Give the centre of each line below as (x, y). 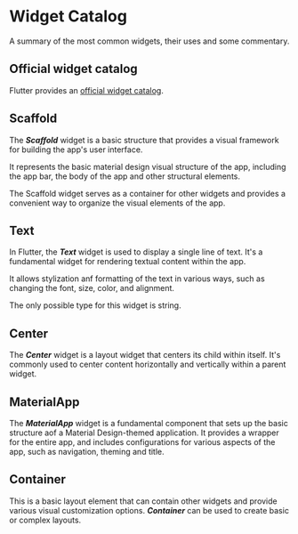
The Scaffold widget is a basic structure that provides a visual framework (144, 140)
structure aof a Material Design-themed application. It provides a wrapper (144, 433)
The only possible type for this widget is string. (95, 305)
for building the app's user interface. (76, 150)
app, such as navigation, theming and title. (87, 452)
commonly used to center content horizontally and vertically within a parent (148, 364)
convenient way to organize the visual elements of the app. (117, 203)
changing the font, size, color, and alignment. (92, 288)
